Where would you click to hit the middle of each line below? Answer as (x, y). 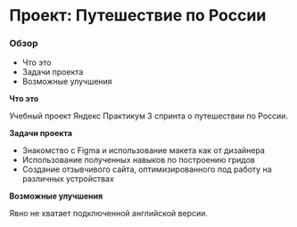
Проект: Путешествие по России (138, 16)
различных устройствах (68, 179)
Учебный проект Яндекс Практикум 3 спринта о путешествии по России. (148, 116)
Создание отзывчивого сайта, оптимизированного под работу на (147, 169)
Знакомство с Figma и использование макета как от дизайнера (144, 150)
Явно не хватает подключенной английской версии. (108, 214)
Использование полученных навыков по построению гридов (139, 160)
